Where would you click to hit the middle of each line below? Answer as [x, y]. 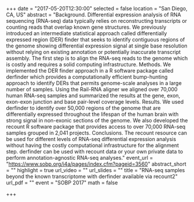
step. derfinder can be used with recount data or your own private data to [95, 151]
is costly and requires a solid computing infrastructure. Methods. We [89, 64]
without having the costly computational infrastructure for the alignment [93, 145]
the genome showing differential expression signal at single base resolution [97, 46]
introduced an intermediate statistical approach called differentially [87, 33]
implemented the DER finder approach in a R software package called [90, 71]
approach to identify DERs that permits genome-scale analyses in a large [94, 83]
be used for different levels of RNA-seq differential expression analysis [91, 139]
